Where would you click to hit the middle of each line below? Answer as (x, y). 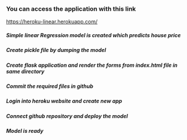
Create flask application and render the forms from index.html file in (92, 65)
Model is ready (25, 131)
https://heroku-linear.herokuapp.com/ (52, 22)
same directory (25, 71)
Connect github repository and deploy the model (67, 116)
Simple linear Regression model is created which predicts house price (93, 35)
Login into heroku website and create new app (64, 101)
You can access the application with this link (71, 9)
